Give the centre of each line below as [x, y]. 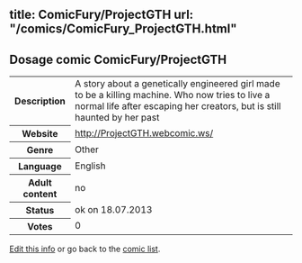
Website [40, 133]
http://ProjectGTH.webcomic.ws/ [144, 132]
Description [40, 101]
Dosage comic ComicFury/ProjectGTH [118, 59]
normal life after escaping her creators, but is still [178, 106]
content [40, 194]
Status [40, 210]
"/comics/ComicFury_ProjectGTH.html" [123, 29]
